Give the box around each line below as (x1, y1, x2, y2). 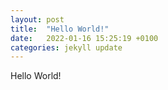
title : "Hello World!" (10, 24, 110, 34)
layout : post (10, 14, 65, 25)
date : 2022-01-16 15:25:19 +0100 (10, 33, 159, 43)
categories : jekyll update (10, 42, 123, 53)
